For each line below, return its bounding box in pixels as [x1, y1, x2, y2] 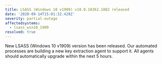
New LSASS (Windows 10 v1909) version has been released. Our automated [5, 43, 157, 48]
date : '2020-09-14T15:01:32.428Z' [5, 12, 75, 16]
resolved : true [5, 30, 36, 34]
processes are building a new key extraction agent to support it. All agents [5, 48, 154, 54]
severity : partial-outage [5, 16, 57, 21]
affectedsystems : [5, 20, 40, 26]
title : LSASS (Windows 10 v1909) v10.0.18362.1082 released [5, 7, 130, 12]
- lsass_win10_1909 [9, 25, 49, 30]
